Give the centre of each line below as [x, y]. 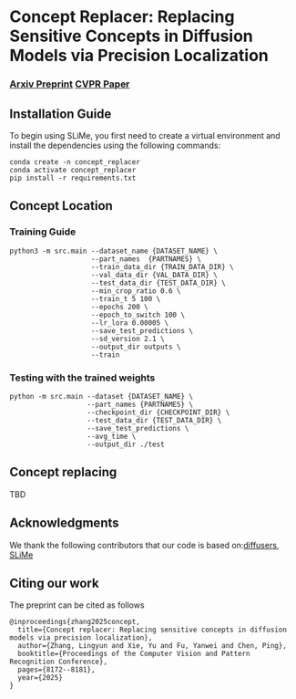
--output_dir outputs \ [136, 347]
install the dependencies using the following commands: [115, 145]
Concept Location [61, 206]
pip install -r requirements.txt [73, 178]
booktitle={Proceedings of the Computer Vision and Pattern [134, 654]
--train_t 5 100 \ [126, 298]
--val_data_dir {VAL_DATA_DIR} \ [154, 275]
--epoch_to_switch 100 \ [138, 315]
